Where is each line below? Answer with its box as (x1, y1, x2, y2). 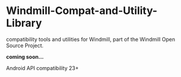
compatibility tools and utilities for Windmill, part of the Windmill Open (6, 36, 175, 43)
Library (6, 16, 42, 30)
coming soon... (6, 53, 44, 60)
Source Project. (6, 42, 44, 49)
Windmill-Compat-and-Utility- (6, 4, 157, 17)
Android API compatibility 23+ (6, 64, 79, 71)
